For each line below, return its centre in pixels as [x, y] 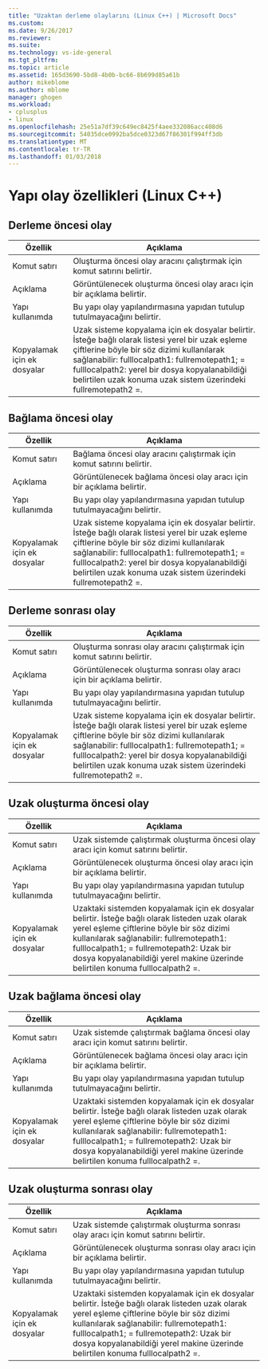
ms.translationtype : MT [48, 142]
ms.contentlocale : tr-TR [49, 149]
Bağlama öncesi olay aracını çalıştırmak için [154, 454]
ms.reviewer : [30, 38]
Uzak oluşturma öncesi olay [79, 803]
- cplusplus [28, 112]
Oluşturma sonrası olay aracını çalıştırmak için [159, 647]
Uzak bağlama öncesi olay [75, 996]
